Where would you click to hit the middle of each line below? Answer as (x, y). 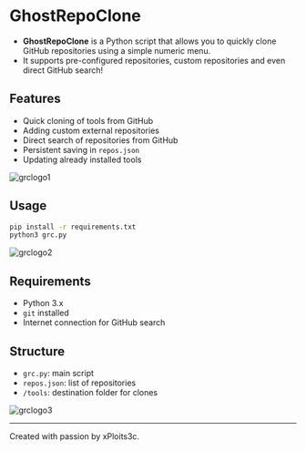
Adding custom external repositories (91, 130)
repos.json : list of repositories (79, 383)
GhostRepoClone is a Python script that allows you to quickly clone (149, 41)
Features (35, 99)
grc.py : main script (58, 373)
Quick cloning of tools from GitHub (87, 120)
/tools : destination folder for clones (90, 392)
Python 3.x (43, 303)
